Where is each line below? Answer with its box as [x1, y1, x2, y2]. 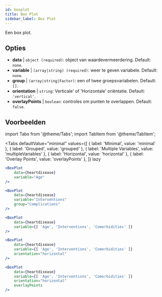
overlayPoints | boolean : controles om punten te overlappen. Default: [12, 99, 152, 104]
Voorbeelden [5, 118, 46, 126]
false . [12, 104, 25, 110]
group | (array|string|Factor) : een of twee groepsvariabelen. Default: [12, 78, 156, 84]
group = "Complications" [14, 202, 60, 207]
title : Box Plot [5, 12, 38, 17]
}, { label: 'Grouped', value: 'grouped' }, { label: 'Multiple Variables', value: [5, 146, 154, 151]
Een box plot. [5, 30, 32, 36]
